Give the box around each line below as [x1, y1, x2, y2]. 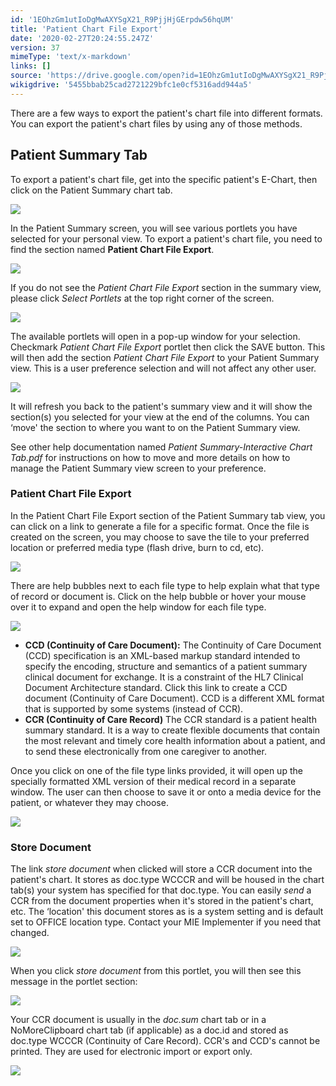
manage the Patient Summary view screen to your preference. [10, 462, 267, 474]
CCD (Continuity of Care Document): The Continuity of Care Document [24, 639, 322, 651]
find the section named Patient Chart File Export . [10, 243, 215, 255]
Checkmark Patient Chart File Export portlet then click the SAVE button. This [10, 341, 326, 353]
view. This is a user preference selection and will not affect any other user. [10, 362, 317, 374]
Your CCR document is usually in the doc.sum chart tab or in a [10, 1014, 267, 1026]
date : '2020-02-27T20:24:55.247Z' [10, 33, 155, 43]
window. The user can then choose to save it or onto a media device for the [10, 786, 322, 798]
